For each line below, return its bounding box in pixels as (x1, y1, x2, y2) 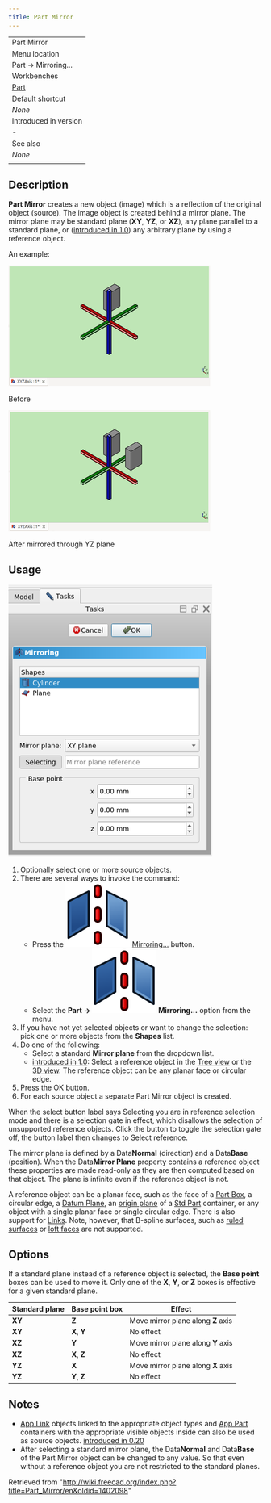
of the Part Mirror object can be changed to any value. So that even (19, 1453, 244, 1463)
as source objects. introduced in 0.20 (19, 1436, 145, 1446)
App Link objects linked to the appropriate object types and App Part (19, 1419, 248, 1429)
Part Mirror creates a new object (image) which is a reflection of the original (8, 199, 261, 209)
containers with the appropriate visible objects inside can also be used (19, 1427, 255, 1437)
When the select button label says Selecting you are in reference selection (8, 1107, 256, 1117)
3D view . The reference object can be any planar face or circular (31, 1065, 247, 1075)
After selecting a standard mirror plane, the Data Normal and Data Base (19, 1445, 255, 1455)
